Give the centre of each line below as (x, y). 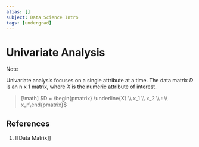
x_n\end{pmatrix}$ (44, 105)
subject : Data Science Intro (42, 17)
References (28, 123)
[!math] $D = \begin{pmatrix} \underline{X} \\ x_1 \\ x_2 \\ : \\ (94, 99)
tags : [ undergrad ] (29, 23)
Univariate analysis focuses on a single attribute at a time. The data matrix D (100, 81)
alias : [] (18, 12)
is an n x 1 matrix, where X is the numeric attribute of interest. (81, 87)
